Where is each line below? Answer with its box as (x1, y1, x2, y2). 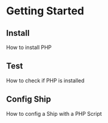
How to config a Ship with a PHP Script (6, 110, 103, 117)
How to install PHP (6, 44, 52, 51)
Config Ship (6, 94, 51, 104)
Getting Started (6, 4, 85, 18)
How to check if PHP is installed (6, 76, 85, 84)
